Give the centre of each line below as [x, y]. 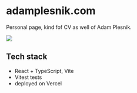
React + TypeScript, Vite [44, 71]
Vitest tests [28, 77]
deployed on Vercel [38, 83]
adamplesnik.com [51, 11]
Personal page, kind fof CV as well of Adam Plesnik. [69, 27]
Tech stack [27, 57]
